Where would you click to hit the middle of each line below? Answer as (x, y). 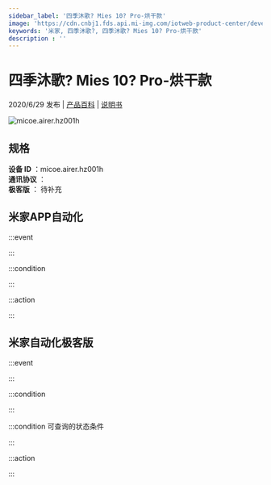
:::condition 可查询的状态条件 (56, 426)
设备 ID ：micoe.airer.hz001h (56, 169)
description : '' (38, 38)
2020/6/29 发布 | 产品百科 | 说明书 (65, 105)
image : (19, 23)
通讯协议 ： (27, 179)
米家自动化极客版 (51, 343)
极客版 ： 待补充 (35, 189)
